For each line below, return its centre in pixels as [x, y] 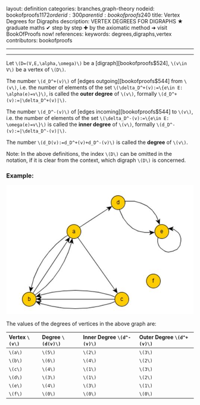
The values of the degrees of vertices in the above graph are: [81, 324]
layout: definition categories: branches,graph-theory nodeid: [80, 9]
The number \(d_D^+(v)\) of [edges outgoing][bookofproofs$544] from [95, 81]
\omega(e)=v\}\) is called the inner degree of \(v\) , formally [81, 124]
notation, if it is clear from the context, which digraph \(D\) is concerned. [96, 160]
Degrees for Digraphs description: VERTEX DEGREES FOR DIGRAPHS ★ [95, 21]
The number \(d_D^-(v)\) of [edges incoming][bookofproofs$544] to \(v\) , [100, 112]
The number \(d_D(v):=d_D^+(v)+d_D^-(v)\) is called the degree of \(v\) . [97, 142]
